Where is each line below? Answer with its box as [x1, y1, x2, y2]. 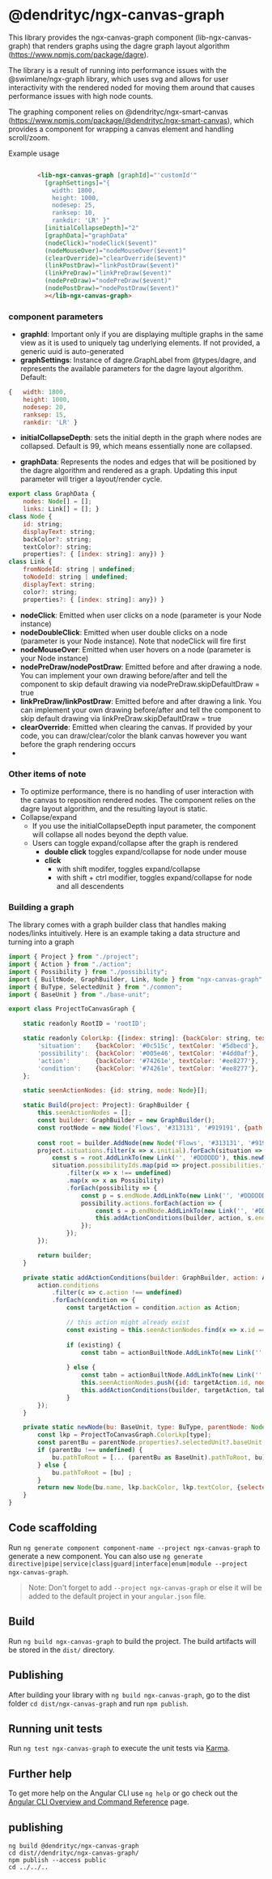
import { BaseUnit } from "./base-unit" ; [8, 990, 151, 998]
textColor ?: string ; [23, 543, 92, 551]
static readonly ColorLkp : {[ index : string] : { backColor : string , [23, 1035, 252, 1043]
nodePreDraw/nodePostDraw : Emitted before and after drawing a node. [19, 662, 263, 672]
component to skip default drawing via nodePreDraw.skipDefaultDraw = [19, 679, 261, 689]
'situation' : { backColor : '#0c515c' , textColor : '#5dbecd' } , [37, 1042, 259, 1050]
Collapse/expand [19, 812, 78, 822]
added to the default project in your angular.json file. [28, 1591, 206, 1601]
